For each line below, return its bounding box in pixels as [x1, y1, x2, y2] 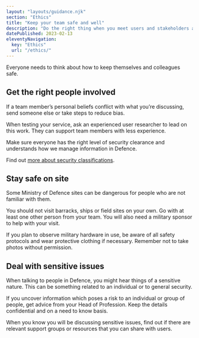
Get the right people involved [6, 87, 115, 97]
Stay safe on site [6, 173, 69, 184]
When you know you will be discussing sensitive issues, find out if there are [6, 319, 191, 326]
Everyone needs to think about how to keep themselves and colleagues [6, 64, 181, 71]
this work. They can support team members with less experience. [6, 127, 166, 134]
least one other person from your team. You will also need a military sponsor [6, 213, 192, 220]
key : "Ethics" [11, 42, 46, 48]
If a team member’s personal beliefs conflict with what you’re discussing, [6, 103, 184, 110]
